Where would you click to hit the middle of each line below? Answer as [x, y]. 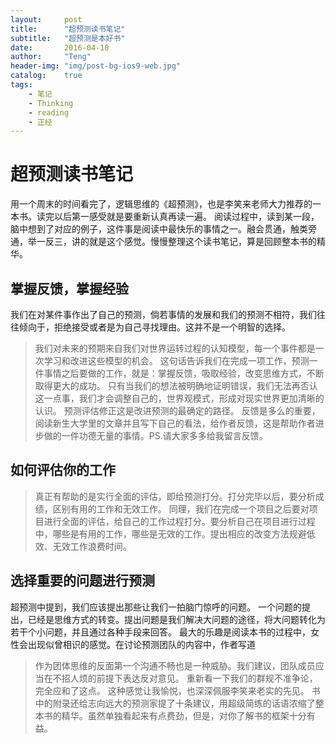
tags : [21, 85]
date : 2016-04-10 [60, 47]
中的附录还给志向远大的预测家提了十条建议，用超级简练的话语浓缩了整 [179, 703]
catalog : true [46, 76]
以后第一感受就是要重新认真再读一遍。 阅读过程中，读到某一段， [186, 217]
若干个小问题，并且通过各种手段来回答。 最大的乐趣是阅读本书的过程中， [160, 632]
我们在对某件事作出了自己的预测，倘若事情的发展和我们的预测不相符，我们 [163, 314]
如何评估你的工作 [63, 470]
